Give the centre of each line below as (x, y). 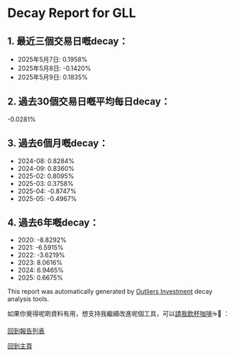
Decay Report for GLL (72, 13)
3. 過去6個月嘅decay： (58, 143)
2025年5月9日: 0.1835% (53, 77)
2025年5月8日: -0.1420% (54, 68)
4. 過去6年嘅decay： (53, 223)
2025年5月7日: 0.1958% (52, 59)
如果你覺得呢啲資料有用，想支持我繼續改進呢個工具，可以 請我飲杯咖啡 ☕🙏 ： (119, 314)
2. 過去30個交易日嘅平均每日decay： (89, 102)
